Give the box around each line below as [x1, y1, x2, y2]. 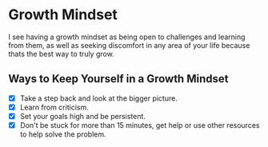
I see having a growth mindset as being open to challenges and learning [8, 32, 246, 42]
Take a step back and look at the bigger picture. [19, 93, 178, 103]
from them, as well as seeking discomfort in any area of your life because [8, 40, 250, 50]
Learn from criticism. [19, 102, 90, 112]
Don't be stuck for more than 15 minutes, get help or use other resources [19, 120, 260, 129]
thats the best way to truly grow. [8, 49, 114, 58]
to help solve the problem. [19, 129, 106, 139]
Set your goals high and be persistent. [19, 111, 146, 121]
